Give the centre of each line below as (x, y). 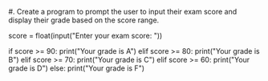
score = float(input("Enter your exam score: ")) (85, 36)
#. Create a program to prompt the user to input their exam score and (123, 12)
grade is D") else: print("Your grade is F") (77, 68)
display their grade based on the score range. (84, 20)
